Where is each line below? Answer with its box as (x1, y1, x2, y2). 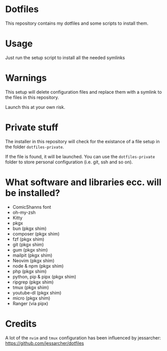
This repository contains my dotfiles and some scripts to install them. (5, 20, 149, 26)
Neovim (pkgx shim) (12, 257, 54, 263)
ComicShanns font (12, 204, 51, 210)
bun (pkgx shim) (12, 225, 47, 231)
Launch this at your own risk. (5, 104, 66, 110)
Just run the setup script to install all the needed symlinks (5, 54, 125, 61)
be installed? (5, 187, 61, 199)
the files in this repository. (5, 94, 60, 100)
